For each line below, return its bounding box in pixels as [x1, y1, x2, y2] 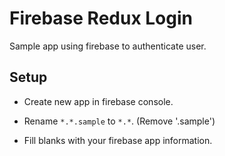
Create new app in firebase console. [23, 95, 174, 107]
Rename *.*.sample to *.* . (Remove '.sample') [23, 115, 216, 127]
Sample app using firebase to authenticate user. [9, 40, 207, 52]
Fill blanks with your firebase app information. [23, 134, 213, 146]
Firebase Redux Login [9, 7, 193, 30]
